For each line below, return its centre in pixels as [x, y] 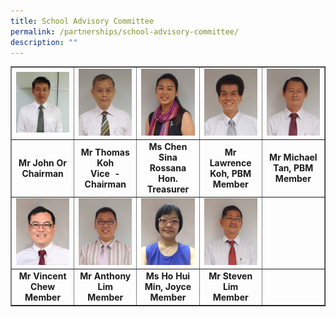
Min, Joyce [168, 287]
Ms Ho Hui [168, 276]
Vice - [105, 173]
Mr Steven [230, 276]
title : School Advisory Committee [82, 21]
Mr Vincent [42, 276]
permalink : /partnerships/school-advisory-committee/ [125, 31]
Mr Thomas [105, 152]
